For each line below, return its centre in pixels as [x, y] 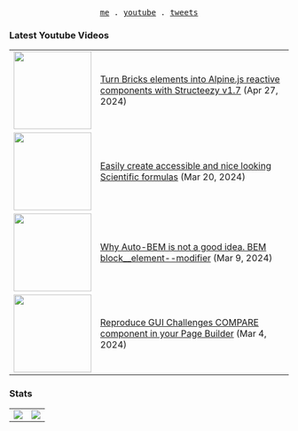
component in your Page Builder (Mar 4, [184, 334]
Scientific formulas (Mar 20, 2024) [173, 177]
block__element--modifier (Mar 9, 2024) [187, 259]
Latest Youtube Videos [59, 35]
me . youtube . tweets [149, 12]
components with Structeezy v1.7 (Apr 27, [189, 91]
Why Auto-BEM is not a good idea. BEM [184, 247]
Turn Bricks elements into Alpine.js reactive [191, 79]
